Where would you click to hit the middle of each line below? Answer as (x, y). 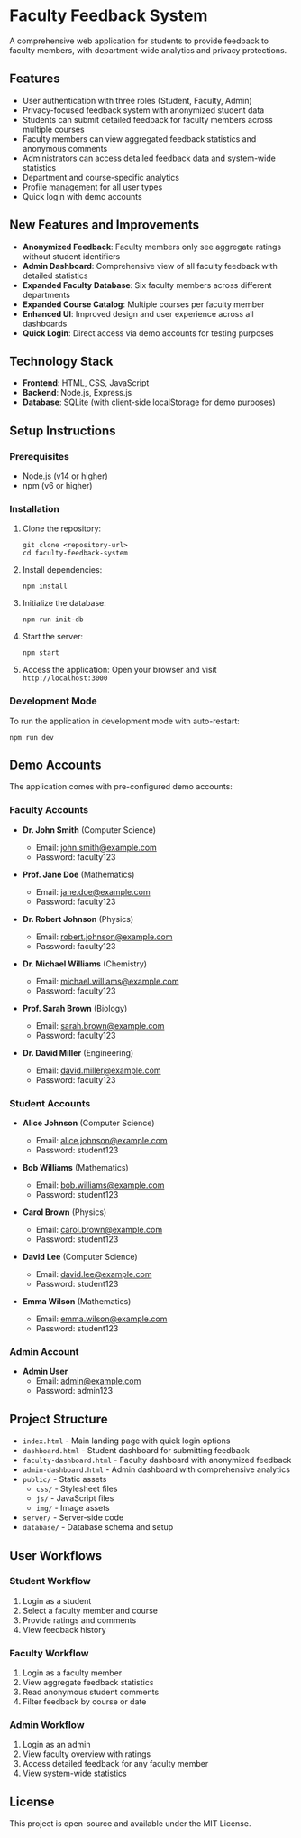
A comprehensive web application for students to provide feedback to (139, 41)
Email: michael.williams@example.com (107, 981)
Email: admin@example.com (88, 1381)
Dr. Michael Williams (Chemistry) (84, 964)
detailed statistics (55, 275)
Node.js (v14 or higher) (65, 476)
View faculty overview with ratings (87, 1754)
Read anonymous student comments (91, 1692)
